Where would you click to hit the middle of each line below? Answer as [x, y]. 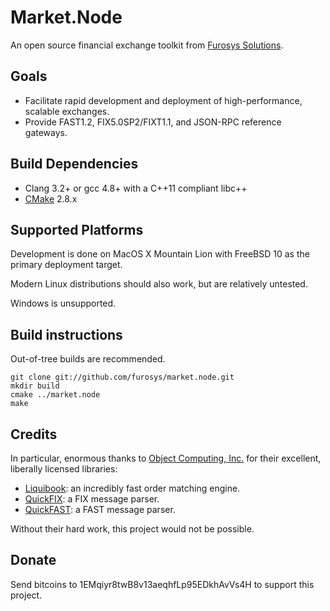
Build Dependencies [74, 164]
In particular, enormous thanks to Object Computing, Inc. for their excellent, [166, 458]
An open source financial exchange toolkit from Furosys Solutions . [147, 45]
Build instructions [66, 334]
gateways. [46, 132]
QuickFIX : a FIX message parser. [92, 499]
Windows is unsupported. [63, 303]
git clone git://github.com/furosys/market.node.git [122, 377]
